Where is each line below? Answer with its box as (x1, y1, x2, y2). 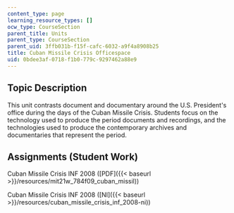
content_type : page (7, 10, 65, 18)
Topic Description (7, 82, 87, 94)
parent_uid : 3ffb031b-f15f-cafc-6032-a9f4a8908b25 (7, 43, 159, 50)
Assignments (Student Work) (7, 150, 139, 162)
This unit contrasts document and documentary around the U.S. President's (7, 101, 227, 109)
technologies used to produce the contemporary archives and (7, 123, 187, 131)
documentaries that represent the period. (7, 131, 127, 139)
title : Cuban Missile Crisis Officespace (7, 50, 131, 57)
